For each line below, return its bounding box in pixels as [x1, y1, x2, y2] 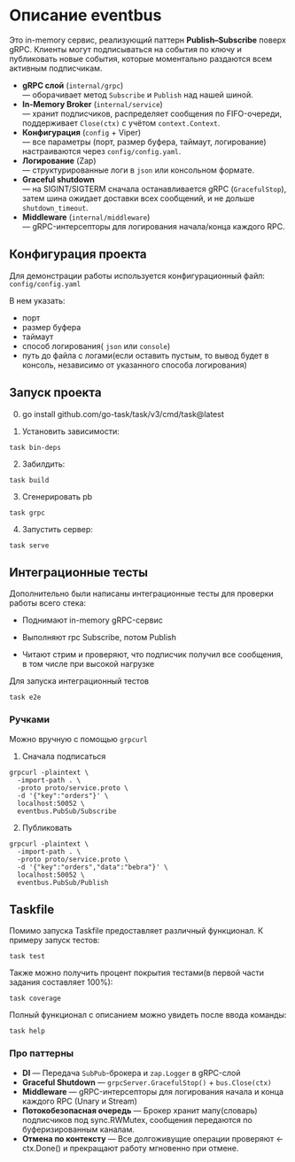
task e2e [9, 693, 42, 702]
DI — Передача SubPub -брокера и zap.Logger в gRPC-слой [21, 1067, 241, 1078]
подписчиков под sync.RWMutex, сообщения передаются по [21, 1114, 252, 1125]
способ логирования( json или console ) [21, 340, 171, 351]
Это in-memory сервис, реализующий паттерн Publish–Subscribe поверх [9, 35, 286, 45]
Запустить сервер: [21, 523, 93, 534]
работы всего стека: [9, 598, 87, 608]
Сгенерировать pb [21, 491, 93, 501]
